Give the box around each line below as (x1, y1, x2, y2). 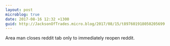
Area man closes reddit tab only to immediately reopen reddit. (5, 35, 135, 41)
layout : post (5, 7, 33, 12)
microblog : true (5, 12, 40, 17)
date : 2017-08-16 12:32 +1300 (5, 16, 70, 21)
